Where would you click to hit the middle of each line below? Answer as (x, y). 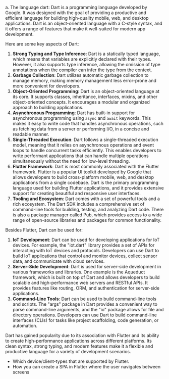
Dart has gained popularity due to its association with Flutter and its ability (82, 335)
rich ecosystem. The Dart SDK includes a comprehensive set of (78, 204)
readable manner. (31, 134)
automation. (25, 326)
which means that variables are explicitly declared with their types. (82, 59)
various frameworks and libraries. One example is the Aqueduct (79, 272)
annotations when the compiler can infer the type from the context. (82, 70)
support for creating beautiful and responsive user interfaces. (77, 193)
